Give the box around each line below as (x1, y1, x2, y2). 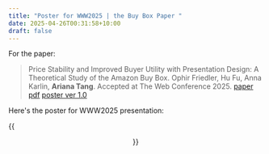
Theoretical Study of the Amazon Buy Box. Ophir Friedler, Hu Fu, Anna (27, 73, 263, 83)
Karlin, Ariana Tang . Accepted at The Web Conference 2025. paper (27, 81, 254, 91)
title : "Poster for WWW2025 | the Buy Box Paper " (8, 11, 183, 20)
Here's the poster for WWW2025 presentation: (8, 106, 164, 115)
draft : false (8, 27, 53, 35)
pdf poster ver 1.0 (27, 90, 87, 100)
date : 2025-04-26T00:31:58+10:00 (8, 19, 121, 27)
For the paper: (8, 49, 56, 59)
